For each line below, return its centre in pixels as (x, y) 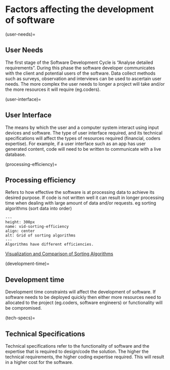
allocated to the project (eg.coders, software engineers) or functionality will (84, 302)
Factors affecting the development (80, 9)
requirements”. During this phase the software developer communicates (80, 68)
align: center (20, 231)
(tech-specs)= (20, 318)
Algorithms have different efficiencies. (50, 245)
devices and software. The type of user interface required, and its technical (84, 132)
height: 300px (20, 222)
